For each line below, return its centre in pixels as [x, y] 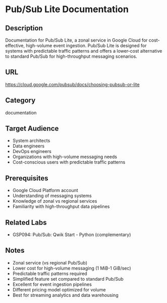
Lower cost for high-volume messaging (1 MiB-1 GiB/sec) [72, 268]
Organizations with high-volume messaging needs [65, 157]
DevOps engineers [32, 151]
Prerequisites [27, 178]
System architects [31, 141]
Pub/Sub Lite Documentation [67, 9]
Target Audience [32, 128]
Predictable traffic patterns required [50, 273]
